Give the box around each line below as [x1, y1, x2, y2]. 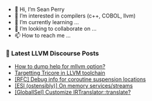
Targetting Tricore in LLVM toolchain [14, 70, 105, 77]
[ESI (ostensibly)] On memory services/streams [14, 82, 133, 90]
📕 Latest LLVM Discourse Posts [5, 49, 99, 57]
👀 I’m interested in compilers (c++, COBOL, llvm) [14, 12, 136, 19]
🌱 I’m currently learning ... [14, 19, 79, 25]
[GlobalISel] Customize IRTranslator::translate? [14, 88, 131, 96]
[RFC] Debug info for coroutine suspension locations [14, 76, 146, 83]
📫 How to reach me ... [14, 32, 71, 39]
